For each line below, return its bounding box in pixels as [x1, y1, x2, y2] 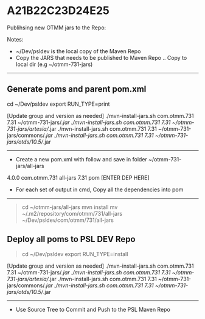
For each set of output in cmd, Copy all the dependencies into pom [15, 186, 184, 193]
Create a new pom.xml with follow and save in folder [15, 155, 148, 163]
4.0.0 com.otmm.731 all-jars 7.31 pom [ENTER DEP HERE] [7, 174, 150, 181]
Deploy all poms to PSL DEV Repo [7, 234, 136, 244]
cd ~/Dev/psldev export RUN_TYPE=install [21, 250, 128, 257]
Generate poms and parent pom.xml [7, 84, 147, 95]
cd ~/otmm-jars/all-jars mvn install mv [21, 203, 118, 211]
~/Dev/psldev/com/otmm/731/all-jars [21, 216, 114, 224]
